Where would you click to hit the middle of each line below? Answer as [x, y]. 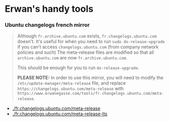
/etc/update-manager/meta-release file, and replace [71, 83]
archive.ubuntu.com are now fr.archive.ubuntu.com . [72, 58]
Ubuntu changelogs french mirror [47, 25]
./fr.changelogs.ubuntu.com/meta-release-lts [60, 114]
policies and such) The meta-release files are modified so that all [86, 52]
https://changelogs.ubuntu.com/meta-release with [70, 89]
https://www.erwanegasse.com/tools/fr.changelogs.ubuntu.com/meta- [90, 94]
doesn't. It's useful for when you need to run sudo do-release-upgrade [91, 42]
